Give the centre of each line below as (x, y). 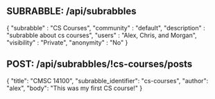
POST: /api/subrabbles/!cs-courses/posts (100, 64)
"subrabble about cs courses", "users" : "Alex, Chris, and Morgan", (102, 35)
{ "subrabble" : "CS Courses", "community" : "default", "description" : (106, 27)
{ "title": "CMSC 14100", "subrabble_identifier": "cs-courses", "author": (108, 80)
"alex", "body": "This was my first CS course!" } (75, 88)
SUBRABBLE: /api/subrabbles (71, 11)
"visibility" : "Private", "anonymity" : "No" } (67, 42)
